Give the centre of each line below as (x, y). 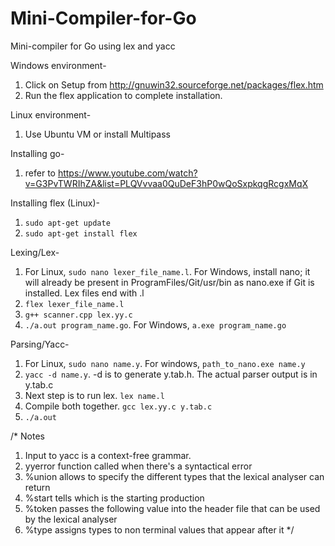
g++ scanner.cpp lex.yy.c (78, 315)
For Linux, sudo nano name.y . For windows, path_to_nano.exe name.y (165, 363)
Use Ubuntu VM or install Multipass (98, 134)
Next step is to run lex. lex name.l (94, 395)
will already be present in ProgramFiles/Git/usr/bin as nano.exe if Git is (169, 282)
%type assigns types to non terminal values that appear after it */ (159, 529)
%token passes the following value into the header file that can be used (172, 508)
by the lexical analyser (71, 519)
